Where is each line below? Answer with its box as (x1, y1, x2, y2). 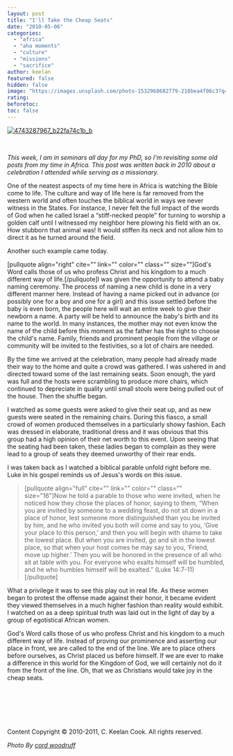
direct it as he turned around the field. (7, 233, 116, 241)
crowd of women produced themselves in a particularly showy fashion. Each (7, 420, 226, 428)
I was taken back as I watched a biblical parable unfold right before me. (7, 463, 212, 472)
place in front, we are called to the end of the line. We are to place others (7, 644, 216, 652)
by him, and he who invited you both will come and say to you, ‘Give (24, 521, 218, 529)
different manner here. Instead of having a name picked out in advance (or (7, 289, 220, 298)
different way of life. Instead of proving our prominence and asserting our (7, 636, 217, 645)
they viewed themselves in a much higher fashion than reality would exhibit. (7, 601, 224, 609)
